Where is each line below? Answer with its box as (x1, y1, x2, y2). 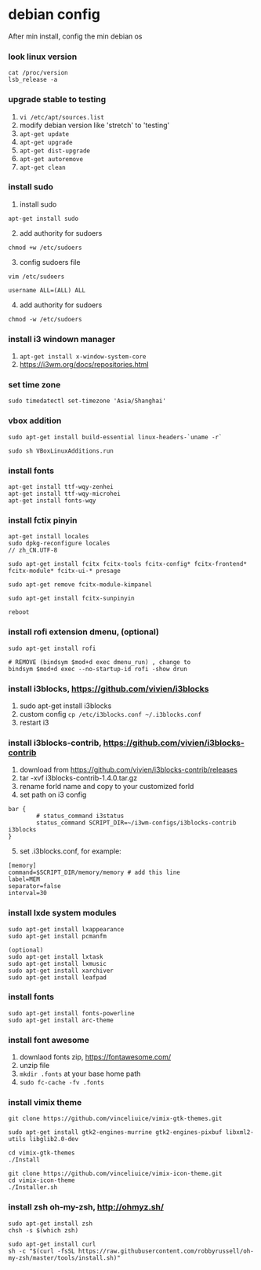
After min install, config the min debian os (8, 31, 143, 41)
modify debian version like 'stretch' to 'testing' (19, 120, 170, 130)
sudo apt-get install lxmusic (8, 960, 107, 967)
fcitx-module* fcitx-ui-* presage (8, 567, 121, 575)
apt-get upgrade (19, 138, 73, 146)
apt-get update (19, 130, 70, 138)
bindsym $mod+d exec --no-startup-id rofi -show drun (8, 665, 188, 673)
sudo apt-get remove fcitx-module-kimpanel (8, 581, 153, 589)
